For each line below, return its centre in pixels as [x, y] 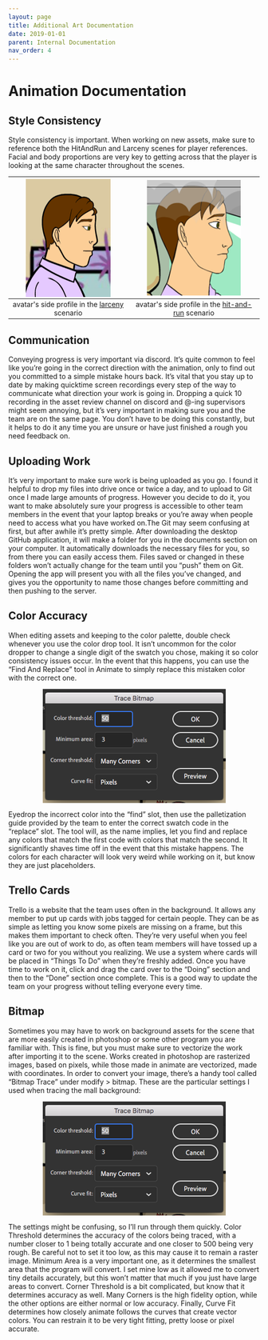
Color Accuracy [48, 616]
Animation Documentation [97, 91]
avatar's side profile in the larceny [68, 304]
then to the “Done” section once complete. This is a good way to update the [133, 978]
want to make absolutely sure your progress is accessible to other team [126, 506]
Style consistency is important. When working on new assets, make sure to [132, 140]
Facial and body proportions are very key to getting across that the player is [133, 157]
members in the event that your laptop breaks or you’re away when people [131, 514]
